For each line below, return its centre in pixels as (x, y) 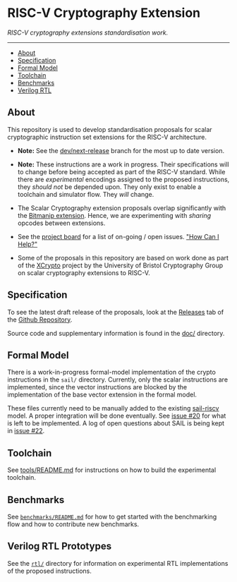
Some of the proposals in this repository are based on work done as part (123, 257)
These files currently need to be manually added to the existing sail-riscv (113, 408)
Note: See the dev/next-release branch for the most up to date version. (121, 150)
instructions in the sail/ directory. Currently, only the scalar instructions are (117, 380)
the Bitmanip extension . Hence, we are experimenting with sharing (114, 215)
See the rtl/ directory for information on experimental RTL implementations (118, 563)
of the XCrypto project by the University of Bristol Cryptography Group (120, 265)
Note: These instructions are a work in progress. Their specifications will (123, 164)
